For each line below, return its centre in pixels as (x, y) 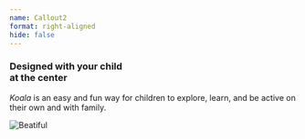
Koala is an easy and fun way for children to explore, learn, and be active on (153, 97)
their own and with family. (58, 107)
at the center (38, 78)
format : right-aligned (53, 26)
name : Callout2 (38, 18)
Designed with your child (66, 66)
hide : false (32, 35)
